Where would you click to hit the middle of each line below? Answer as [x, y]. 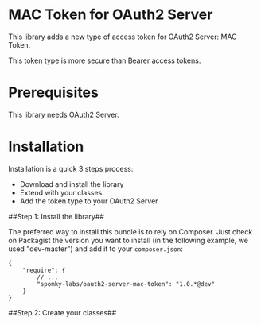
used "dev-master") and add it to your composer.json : [95, 249]
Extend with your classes [61, 192]
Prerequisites [54, 93]
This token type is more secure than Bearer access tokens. [105, 60]
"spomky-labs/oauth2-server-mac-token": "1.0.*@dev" [126, 284]
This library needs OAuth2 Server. [64, 114]
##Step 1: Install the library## [56, 216]
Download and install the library [72, 184]
